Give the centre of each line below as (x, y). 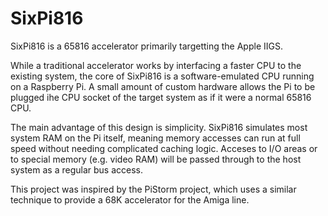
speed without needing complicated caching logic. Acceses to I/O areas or (164, 148)
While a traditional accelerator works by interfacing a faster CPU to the (156, 65)
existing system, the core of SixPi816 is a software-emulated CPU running (162, 76)
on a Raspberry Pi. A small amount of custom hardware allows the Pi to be (163, 86)
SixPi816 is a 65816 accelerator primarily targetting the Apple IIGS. (146, 46)
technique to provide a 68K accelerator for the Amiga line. (130, 199)
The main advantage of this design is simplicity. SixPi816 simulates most (159, 127)
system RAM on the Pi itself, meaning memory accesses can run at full (155, 138)
